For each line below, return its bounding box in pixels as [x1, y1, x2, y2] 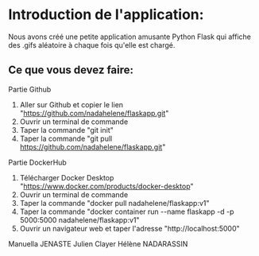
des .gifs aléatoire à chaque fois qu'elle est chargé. [8, 40, 176, 49]
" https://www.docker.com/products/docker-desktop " [19, 181, 194, 191]
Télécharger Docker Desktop [19, 173, 114, 182]
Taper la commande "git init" [19, 125, 114, 134]
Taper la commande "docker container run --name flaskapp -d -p [19, 207, 234, 216]
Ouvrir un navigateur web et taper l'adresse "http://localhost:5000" [19, 223, 240, 233]
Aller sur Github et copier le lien [19, 99, 124, 109]
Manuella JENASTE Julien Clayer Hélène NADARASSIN [8, 239, 188, 248]
